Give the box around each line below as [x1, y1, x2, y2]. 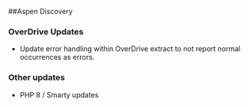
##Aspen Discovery [8, 7, 73, 16]
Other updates [8, 72, 66, 83]
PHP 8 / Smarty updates [19, 90, 99, 99]
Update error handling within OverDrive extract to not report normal [19, 44, 241, 53]
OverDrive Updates [8, 26, 84, 37]
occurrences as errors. [19, 53, 95, 62]
